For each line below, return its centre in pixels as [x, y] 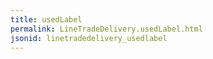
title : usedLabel [46, 19]
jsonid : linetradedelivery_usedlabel [89, 38]
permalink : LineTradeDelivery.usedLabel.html [106, 29]
